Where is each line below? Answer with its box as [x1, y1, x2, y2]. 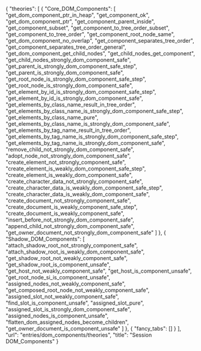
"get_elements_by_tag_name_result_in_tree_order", [5, 126, 132, 134]
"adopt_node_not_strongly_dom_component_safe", [5, 152, 131, 159]
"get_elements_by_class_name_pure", [5, 114, 99, 121]
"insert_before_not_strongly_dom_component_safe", [5, 216, 135, 223]
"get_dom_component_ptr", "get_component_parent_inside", [5, 18, 155, 25]
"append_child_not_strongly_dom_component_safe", [5, 223, 135, 229]
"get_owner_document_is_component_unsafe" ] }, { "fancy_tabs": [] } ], [5, 325, 182, 332]
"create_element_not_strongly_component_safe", [5, 159, 126, 166]
